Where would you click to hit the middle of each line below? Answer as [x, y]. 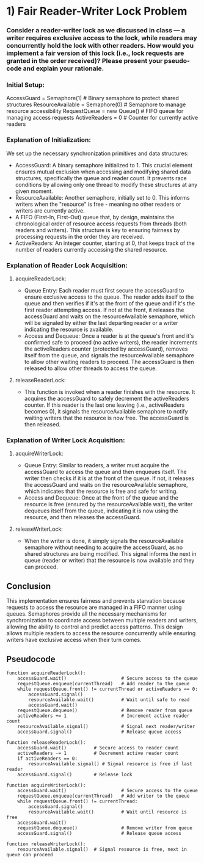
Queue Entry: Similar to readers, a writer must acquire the [97, 465]
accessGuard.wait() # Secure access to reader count [98, 748]
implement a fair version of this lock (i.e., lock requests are [95, 53]
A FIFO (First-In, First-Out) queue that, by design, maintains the [95, 217]
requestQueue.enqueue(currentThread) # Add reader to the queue [104, 683]
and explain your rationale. [64, 68]
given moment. [34, 191]
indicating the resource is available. [69, 329]
